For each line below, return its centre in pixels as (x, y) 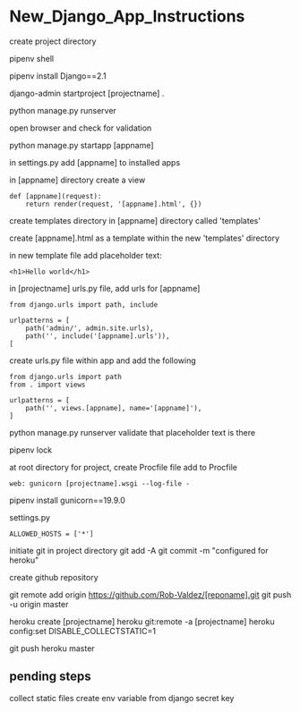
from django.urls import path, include (84, 305)
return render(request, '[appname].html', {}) (114, 204)
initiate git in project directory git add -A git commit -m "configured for (139, 550)
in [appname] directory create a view (77, 180)
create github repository (54, 577)
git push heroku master (52, 648)
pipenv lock (31, 450)
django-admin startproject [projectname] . (87, 93)
